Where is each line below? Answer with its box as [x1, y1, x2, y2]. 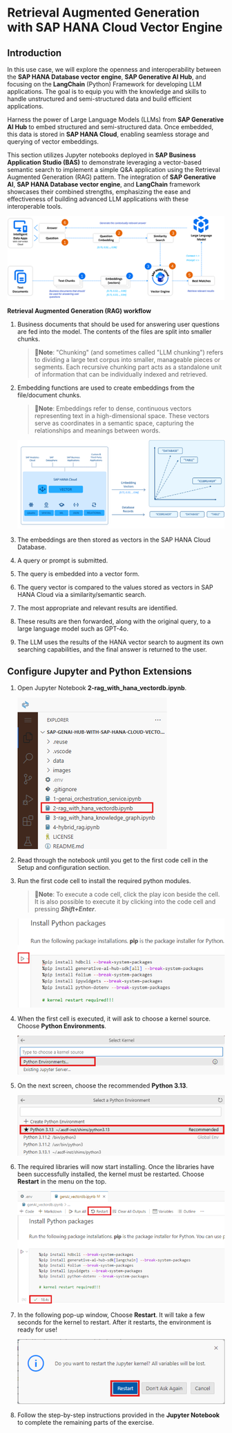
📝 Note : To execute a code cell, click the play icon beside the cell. [34, 890, 220, 899]
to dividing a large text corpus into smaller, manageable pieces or [34, 356, 221, 364]
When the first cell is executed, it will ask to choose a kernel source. [17, 1014, 211, 1023]
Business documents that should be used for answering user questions [17, 320, 220, 329]
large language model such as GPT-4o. [17, 625, 129, 633]
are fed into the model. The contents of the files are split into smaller [17, 328, 212, 336]
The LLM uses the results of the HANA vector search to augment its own [17, 638, 224, 647]
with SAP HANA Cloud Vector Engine [7, 19, 223, 35]
